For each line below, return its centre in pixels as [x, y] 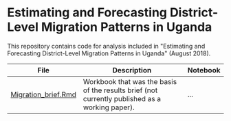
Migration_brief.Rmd [44, 94]
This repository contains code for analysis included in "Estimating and [106, 46]
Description [132, 70]
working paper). [109, 107]
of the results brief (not [120, 90]
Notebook [204, 70]
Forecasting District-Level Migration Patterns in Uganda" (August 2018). [109, 53]
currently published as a [122, 98]
